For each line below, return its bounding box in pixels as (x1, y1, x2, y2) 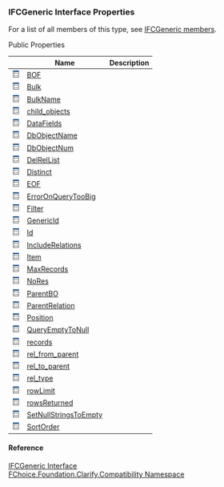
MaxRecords (26, 264, 69, 274)
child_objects (26, 107, 70, 116)
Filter (26, 203, 44, 213)
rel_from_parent (26, 349, 79, 359)
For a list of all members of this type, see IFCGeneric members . (8, 25, 218, 34)
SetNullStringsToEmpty (26, 410, 103, 420)
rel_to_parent (26, 361, 70, 371)
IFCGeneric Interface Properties (8, 6, 135, 18)
